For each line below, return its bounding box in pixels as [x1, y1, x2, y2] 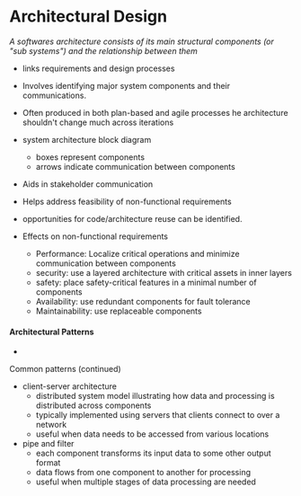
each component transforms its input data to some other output [35, 447, 271, 459]
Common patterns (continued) [9, 364, 121, 375]
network [35, 420, 67, 430]
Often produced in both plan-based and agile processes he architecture [22, 107, 289, 118]
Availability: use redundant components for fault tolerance [35, 296, 251, 306]
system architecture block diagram [22, 134, 152, 145]
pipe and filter [22, 438, 75, 449]
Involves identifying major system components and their [22, 80, 231, 91]
